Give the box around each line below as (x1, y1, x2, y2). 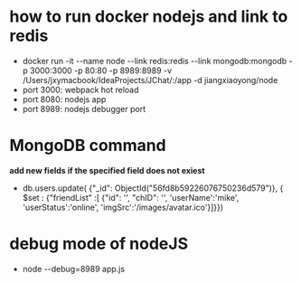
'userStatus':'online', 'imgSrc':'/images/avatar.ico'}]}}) (22, 202, 224, 212)
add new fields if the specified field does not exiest (9, 165, 205, 175)
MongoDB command (9, 136, 167, 156)
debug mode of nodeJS (9, 233, 188, 254)
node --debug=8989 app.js (22, 263, 125, 274)
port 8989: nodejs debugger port (22, 103, 146, 114)
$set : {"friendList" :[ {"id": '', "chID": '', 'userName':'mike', (22, 192, 240, 203)
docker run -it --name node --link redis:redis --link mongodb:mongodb (22, 55, 287, 66)
